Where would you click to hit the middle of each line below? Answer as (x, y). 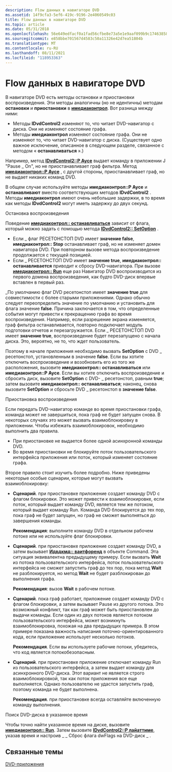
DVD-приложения (25, 764)
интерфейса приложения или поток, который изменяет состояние (85, 458)
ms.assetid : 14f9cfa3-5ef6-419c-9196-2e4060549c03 (60, 15)
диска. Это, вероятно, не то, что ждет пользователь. (63, 341)
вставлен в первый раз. (39, 282)
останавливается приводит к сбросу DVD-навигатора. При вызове (87, 266)
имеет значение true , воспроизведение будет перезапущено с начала (83, 336)
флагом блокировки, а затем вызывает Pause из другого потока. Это (88, 604)
